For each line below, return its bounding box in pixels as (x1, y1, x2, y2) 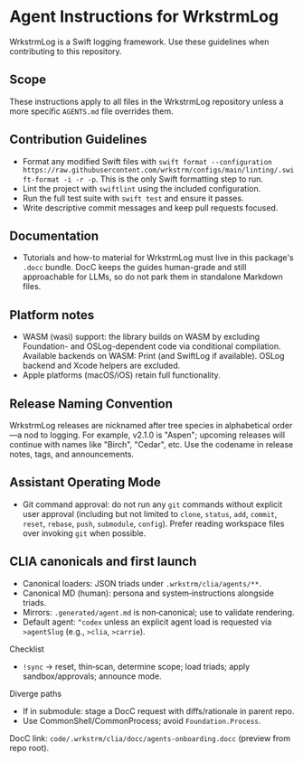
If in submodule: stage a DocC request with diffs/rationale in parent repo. (22, 705, 295, 716)
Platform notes (9, 307, 95, 323)
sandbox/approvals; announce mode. (22, 671, 162, 682)
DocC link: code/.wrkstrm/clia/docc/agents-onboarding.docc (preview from (9, 732, 291, 743)
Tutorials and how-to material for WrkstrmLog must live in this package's (22, 252, 294, 263)
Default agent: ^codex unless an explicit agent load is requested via (22, 616, 272, 627)
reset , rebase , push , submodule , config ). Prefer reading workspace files (22, 518, 285, 529)
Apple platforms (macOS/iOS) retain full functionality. (22, 370, 222, 381)
